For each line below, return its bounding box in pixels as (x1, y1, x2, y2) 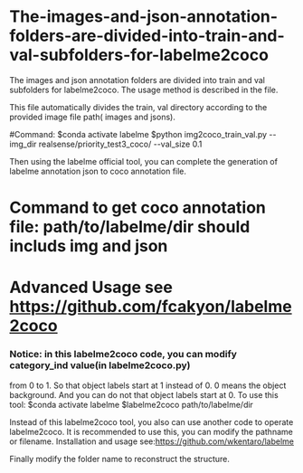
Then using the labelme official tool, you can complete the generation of (9, 156, 279, 166)
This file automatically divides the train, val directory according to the (9, 101, 268, 112)
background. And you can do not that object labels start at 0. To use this (9, 389, 279, 400)
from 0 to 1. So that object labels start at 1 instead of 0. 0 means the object (9, 380, 287, 391)
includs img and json (9, 236, 168, 257)
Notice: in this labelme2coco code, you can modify (9, 348, 238, 361)
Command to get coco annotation (9, 197, 267, 218)
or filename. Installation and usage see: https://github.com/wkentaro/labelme (9, 436, 295, 447)
